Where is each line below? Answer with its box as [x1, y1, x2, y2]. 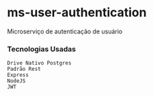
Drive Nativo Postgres [7, 60, 72, 67]
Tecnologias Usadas [7, 44, 76, 54]
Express [7, 71, 29, 79]
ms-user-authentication [7, 5, 147, 20]
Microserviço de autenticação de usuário [7, 27, 123, 35]
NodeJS [7, 78, 26, 84]
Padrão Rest [7, 66, 41, 73]
